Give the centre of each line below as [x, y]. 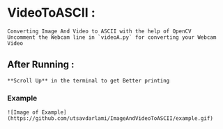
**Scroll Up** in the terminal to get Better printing [89, 80]
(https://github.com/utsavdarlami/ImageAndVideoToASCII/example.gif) [110, 119]
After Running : [41, 65]
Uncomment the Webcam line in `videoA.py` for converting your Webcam [112, 37]
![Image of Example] [37, 112]
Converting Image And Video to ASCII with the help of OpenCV [99, 31]
